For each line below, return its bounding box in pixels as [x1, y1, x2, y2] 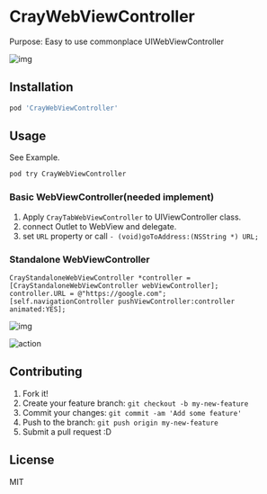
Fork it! [22, 388, 49, 399]
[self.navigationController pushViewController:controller [9, 297, 236, 306]
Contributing [9, 364, 83, 380]
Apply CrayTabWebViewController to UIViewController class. [22, 211, 242, 222]
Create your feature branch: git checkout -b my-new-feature [22, 398, 249, 409]
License [9, 453, 55, 468]
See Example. [9, 152, 60, 163]
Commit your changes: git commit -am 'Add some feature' [22, 407, 243, 418]
